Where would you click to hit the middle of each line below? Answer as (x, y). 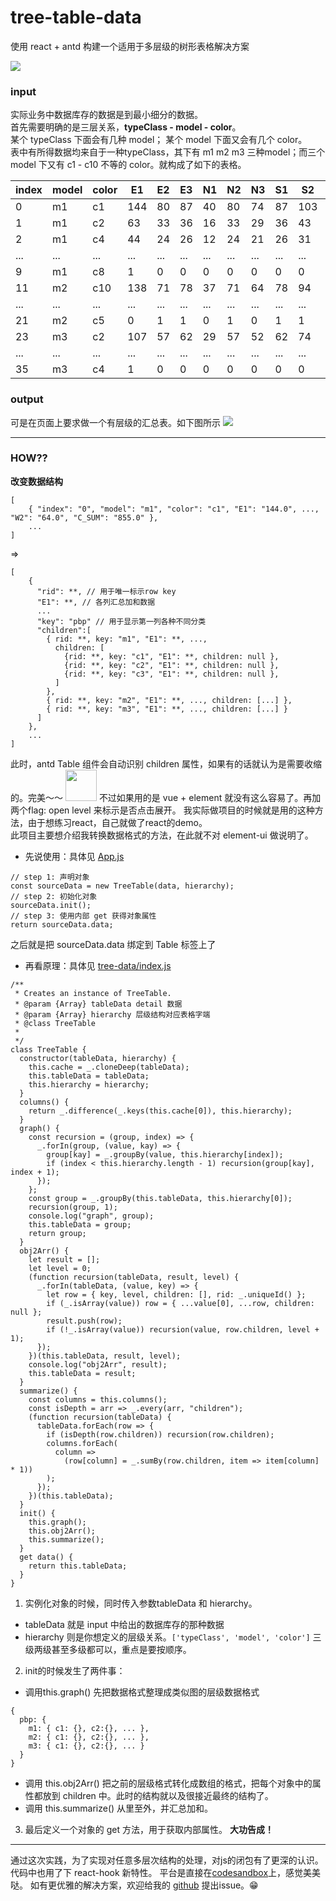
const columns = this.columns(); (98, 1399)
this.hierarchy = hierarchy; (89, 1084)
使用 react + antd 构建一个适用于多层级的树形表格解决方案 (130, 46)
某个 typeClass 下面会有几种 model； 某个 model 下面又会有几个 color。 (159, 140)
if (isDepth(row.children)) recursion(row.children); (160, 1434)
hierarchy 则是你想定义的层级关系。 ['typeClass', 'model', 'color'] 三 (173, 1637)
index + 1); (35, 1172)
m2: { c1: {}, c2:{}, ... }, (89, 1737)
